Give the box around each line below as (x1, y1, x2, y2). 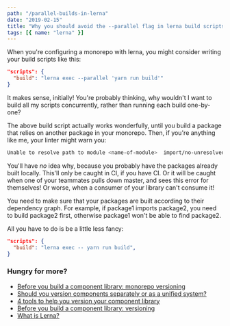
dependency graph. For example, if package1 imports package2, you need (7, 203, 217, 212)
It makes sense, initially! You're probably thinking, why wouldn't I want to (7, 93, 212, 101)
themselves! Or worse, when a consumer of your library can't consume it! (7, 183, 215, 192)
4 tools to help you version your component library (16, 297, 160, 305)
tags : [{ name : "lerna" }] (7, 29, 84, 36)
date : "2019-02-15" (7, 16, 63, 23)
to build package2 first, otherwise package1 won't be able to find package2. (7, 211, 221, 219)
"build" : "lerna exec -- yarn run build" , (13, 244, 136, 251)
